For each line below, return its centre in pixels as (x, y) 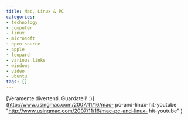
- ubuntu (17, 76)
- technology (22, 22)
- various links (26, 60)
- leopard (18, 55)
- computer (19, 28)
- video (16, 71)
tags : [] (17, 82)
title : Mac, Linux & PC (35, 11)
